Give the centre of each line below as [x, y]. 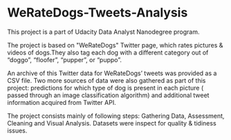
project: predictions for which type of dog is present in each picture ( [105, 88]
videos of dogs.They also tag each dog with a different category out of [108, 52]
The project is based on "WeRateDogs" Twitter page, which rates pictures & [115, 45]
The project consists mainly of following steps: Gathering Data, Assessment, [116, 116]
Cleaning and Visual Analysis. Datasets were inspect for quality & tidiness [112, 123]
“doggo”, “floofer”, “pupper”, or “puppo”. [65, 59]
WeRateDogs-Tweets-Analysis [98, 13]
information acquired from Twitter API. [62, 102]
